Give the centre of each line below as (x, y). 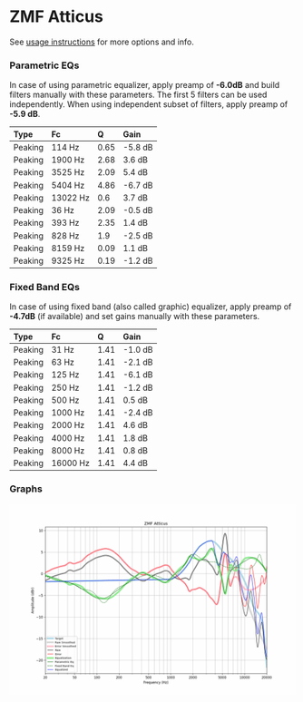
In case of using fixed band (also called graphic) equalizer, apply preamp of (151, 307)
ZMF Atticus (57, 17)
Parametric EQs (44, 65)
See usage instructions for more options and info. (102, 42)
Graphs (26, 489)
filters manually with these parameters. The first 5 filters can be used (138, 95)
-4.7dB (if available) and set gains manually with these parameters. (135, 317)
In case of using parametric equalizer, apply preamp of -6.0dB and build (145, 85)
